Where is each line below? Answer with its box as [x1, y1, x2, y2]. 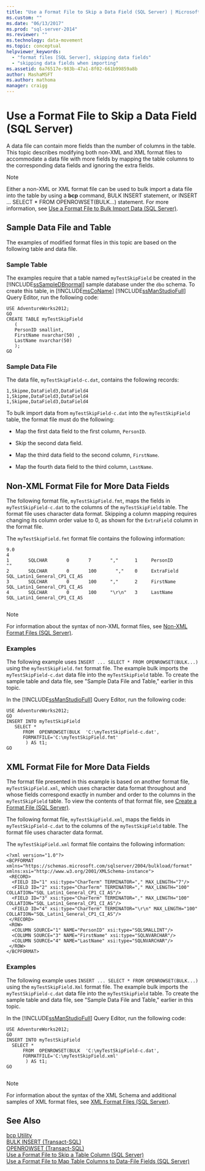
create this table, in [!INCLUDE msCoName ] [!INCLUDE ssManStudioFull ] [6, 288, 186, 295]
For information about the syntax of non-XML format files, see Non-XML [6, 623, 188, 630]
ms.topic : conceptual [6, 43, 62, 49]
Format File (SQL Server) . [6, 804, 70, 811]
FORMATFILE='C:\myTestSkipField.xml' [22, 1053, 119, 1059]
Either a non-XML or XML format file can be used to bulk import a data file [6, 185, 193, 192]
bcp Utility [6, 1132, 32, 1139]
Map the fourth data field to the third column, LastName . [15, 463, 154, 471]
